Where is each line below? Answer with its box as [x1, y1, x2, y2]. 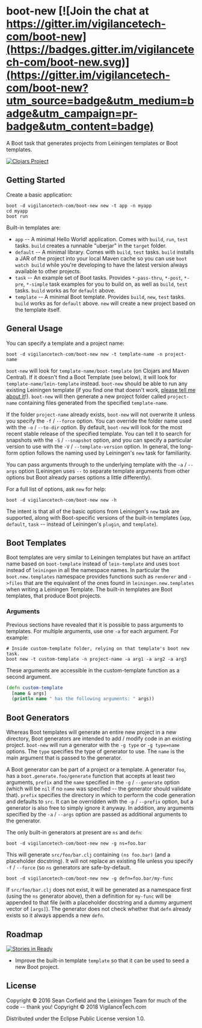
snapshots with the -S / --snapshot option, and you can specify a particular [6, 436, 192, 444]
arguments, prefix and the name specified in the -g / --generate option [6, 779, 180, 786]
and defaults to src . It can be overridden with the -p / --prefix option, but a [6, 798, 194, 806]
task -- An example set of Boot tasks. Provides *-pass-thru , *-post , [14, 274, 183, 281]
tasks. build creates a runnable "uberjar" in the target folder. [14, 242, 167, 249]
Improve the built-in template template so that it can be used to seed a [14, 957, 189, 964]
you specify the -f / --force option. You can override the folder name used [6, 417, 192, 424]
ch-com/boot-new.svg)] [6, 55, 130, 69]
